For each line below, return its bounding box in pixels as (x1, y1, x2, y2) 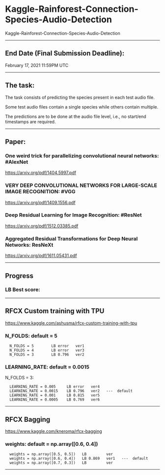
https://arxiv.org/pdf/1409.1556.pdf (5, 199, 76, 205)
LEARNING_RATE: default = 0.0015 (5, 364, 90, 370)
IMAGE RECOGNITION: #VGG (5, 188, 76, 195)
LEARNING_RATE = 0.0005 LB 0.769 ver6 (9, 397, 100, 402)
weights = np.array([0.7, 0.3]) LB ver (9, 460, 113, 466)
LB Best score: (5, 286, 40, 293)
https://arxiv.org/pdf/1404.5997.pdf (5, 170, 77, 176)
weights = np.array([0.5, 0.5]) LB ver (9, 452, 113, 457)
